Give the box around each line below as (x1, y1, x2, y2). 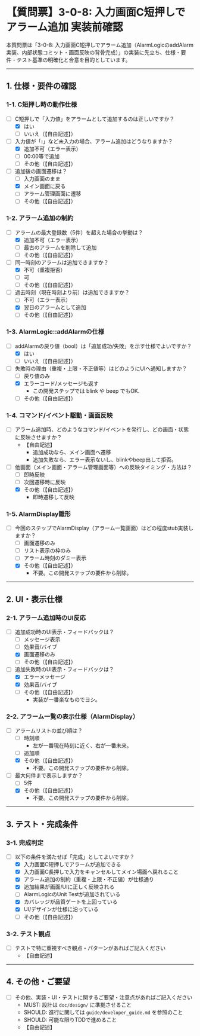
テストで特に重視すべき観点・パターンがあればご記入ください (14, 944, 166, 951)
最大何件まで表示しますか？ (14, 772, 83, 779)
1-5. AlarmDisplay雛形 (6, 509, 71, 518)
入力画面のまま (23, 175, 61, 182)
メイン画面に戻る (23, 183, 66, 190)
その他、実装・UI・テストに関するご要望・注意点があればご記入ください (14, 994, 192, 1001)
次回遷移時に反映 (23, 478, 66, 485)
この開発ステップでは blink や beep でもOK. (32, 387, 140, 395)
